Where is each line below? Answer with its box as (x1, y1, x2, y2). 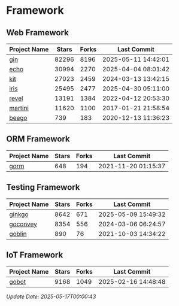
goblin (9, 229, 27, 238)
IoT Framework (6, 250, 63, 260)
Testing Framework (6, 182, 80, 192)
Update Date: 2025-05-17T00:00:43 (6, 293, 96, 300)
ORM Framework (6, 134, 70, 144)
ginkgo (9, 210, 29, 219)
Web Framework (6, 28, 69, 38)
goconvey (9, 220, 38, 228)
